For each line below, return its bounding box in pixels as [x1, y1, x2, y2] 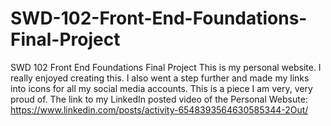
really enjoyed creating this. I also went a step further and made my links [10, 72, 310, 84]
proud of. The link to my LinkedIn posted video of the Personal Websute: [10, 93, 308, 105]
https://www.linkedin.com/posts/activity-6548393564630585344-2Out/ [10, 103, 309, 116]
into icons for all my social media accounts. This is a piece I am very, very [10, 82, 313, 94]
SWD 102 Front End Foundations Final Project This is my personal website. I [10, 61, 322, 73]
